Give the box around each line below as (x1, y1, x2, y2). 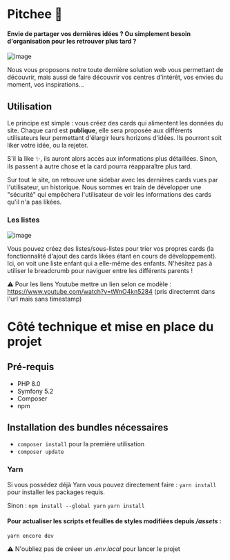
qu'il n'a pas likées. (7, 198, 62, 207)
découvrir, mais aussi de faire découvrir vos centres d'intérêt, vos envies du (7, 73, 223, 82)
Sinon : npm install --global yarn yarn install (7, 501, 145, 509)
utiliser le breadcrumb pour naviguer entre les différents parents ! (7, 266, 193, 274)
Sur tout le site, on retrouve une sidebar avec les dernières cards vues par (7, 176, 218, 184)
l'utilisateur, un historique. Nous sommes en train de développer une (7, 183, 202, 191)
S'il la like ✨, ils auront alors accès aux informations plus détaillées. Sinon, (7, 155, 218, 163)
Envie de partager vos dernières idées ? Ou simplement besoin (7, 29, 191, 37)
